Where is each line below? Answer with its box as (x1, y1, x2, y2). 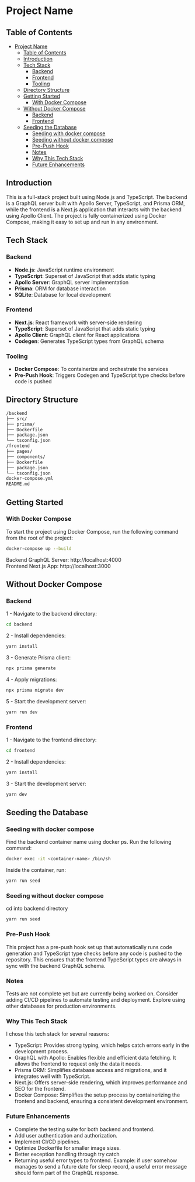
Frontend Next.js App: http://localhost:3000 (6, 562, 111, 569)
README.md (6, 481, 30, 487)
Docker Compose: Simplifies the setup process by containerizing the (14, 1091, 180, 1098)
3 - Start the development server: (6, 780, 86, 787)
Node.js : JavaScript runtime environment (14, 266, 114, 273)
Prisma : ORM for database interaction (14, 285, 106, 292)
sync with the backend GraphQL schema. (6, 962, 106, 969)
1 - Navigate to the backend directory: (6, 610, 97, 617)
